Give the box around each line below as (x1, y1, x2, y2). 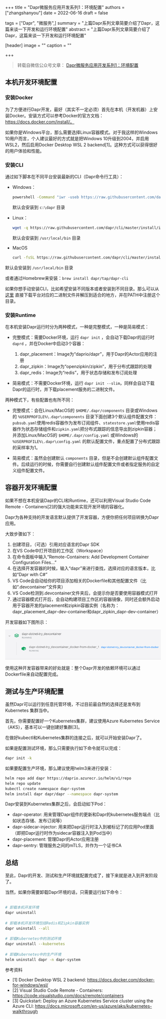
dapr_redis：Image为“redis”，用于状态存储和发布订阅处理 (19, 370, 137, 375)
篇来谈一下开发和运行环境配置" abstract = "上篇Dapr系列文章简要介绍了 (5, 26, 151, 32)
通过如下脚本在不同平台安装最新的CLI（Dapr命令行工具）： (5, 173, 124, 179)
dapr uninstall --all (5, 926, 50, 931)
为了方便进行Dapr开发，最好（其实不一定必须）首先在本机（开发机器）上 (5, 106, 154, 112)
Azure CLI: (12, 1003, 34, 1009)
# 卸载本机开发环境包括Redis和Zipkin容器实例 (5, 920, 89, 925)
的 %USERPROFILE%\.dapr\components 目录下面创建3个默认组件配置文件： (12, 413, 158, 420)
